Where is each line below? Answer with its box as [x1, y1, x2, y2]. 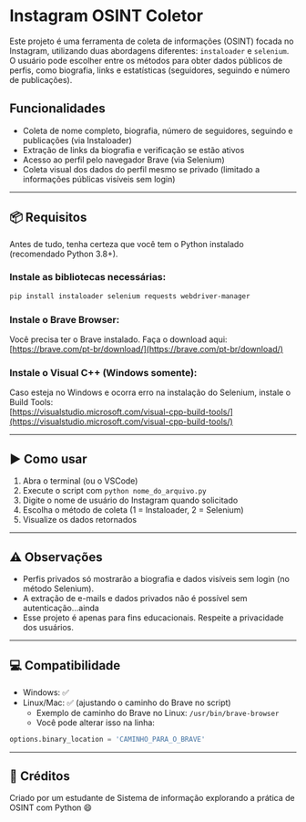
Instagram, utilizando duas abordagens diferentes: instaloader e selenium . [9, 45, 290, 56]
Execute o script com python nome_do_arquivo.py [22, 485, 207, 496]
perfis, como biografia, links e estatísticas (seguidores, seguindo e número [9, 65, 291, 76]
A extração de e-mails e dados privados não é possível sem [22, 592, 248, 603]
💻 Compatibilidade [9, 658, 121, 673]
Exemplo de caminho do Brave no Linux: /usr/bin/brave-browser [36, 707, 280, 718]
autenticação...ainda [22, 602, 100, 613]
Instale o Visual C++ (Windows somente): [9, 366, 198, 379]
